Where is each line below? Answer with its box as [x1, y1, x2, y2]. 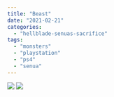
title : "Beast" [7, 10, 52, 18]
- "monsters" [13, 43, 52, 50]
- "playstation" [13, 50, 61, 57]
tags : [7, 37, 23, 44]
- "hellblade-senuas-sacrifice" [13, 30, 108, 37]
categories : [7, 23, 42, 30]
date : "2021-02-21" [7, 17, 64, 24]
